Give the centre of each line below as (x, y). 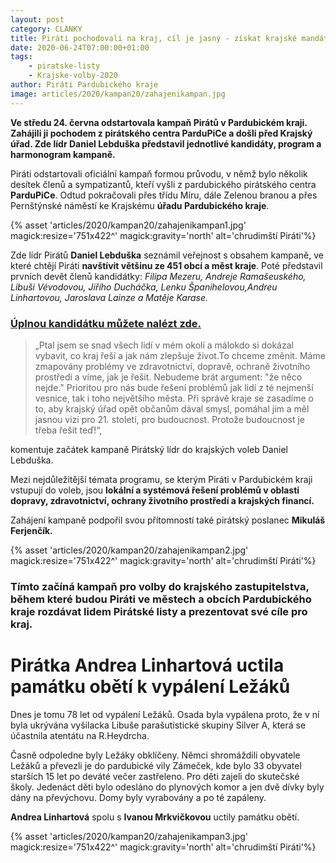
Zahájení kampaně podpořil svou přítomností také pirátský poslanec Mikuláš (168, 520)
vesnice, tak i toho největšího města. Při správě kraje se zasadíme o (174, 398)
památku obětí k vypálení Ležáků (150, 687)
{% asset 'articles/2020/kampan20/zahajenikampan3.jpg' (129, 836)
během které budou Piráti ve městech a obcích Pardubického (161, 599)
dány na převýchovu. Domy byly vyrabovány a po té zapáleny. (138, 797)
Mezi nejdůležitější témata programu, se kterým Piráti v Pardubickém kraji (161, 479)
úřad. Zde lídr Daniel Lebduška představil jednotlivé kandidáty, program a (166, 143)
